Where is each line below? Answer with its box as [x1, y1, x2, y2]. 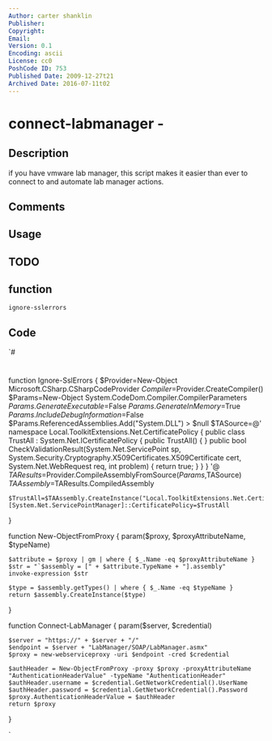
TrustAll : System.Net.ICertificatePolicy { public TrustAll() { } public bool [8, 436, 247, 446]
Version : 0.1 [8, 42, 53, 50]
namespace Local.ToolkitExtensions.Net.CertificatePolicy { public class [8, 427, 245, 437]
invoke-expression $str [8, 570, 89, 578]
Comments [8, 200, 66, 214]
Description [8, 146, 69, 160]
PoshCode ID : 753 [8, 65, 67, 73]
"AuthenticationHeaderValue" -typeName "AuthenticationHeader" [8, 672, 227, 680]
